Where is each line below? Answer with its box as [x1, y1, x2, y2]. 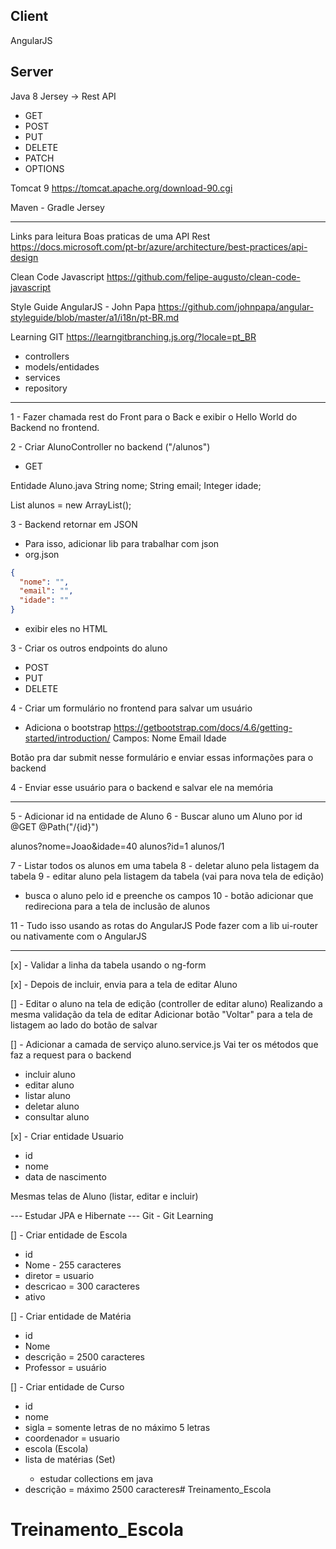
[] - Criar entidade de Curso [10, 1381, 125, 1393]
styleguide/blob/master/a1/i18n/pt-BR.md [10, 311, 180, 323]
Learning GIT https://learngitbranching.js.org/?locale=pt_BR [10, 330, 257, 343]
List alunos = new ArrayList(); [10, 499, 132, 511]
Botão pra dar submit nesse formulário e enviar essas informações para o [10, 752, 314, 763]
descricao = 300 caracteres [24, 1280, 140, 1292]
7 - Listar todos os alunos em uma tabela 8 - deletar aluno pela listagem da [10, 860, 320, 871]
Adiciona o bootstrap [24, 722, 112, 733]
